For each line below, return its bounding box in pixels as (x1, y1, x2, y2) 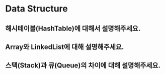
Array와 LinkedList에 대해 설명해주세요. (5, 42, 124, 51)
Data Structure (5, 3, 68, 14)
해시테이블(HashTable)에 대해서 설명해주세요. (5, 24, 141, 32)
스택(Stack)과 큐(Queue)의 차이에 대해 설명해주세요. (5, 61, 161, 70)
